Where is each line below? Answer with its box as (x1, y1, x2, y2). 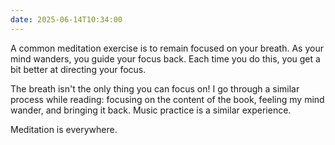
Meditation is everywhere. (10, 123, 118, 135)
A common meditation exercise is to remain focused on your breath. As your (10, 42, 324, 54)
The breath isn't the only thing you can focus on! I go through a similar (10, 82, 300, 95)
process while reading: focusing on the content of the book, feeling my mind (10, 93, 325, 105)
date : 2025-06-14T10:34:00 (10, 14, 123, 25)
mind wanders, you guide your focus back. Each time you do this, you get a (10, 52, 321, 65)
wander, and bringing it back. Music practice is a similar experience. (10, 104, 292, 116)
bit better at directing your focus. (10, 63, 147, 75)
